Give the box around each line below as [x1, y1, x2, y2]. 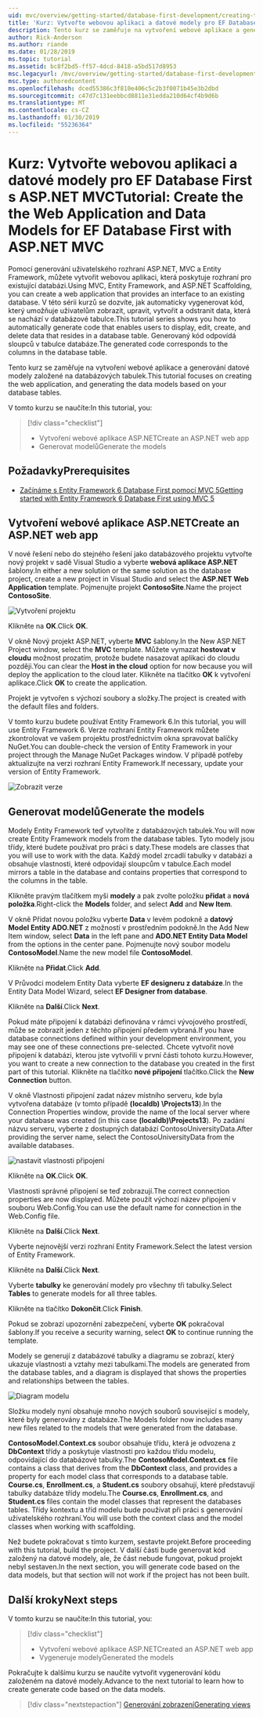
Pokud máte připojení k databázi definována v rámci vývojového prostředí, [8, 1017, 248, 1026]
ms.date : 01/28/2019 [8, 48, 76, 56]
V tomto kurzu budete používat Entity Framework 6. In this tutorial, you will [8, 717, 247, 727]
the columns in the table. [8, 876, 88, 885]
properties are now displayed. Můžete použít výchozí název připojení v [8, 1194, 236, 1205]
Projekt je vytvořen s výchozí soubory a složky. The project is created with [8, 694, 247, 703]
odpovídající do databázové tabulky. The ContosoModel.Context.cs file [8, 1455, 239, 1464]
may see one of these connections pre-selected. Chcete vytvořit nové [8, 1042, 235, 1052]
